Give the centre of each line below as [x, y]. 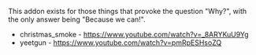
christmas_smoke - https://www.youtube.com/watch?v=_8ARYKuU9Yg [134, 34]
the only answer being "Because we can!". [77, 19]
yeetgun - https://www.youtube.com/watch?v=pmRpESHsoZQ [121, 43]
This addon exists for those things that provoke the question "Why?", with [128, 11]
